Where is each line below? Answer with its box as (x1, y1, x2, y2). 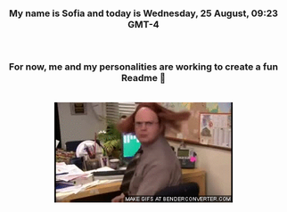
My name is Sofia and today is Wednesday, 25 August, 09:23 (8, 7, 279, 20)
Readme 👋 (121, 72, 166, 85)
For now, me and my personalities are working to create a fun (8, 61, 279, 73)
